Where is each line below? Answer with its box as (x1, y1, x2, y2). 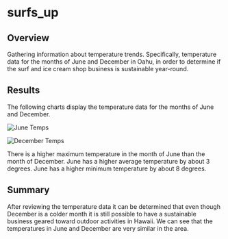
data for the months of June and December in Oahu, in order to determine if (7, 58, 221, 66)
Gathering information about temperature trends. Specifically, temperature (7, 50, 217, 58)
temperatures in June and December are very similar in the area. (7, 224, 190, 232)
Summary (7, 184, 50, 196)
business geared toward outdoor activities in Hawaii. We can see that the (7, 217, 214, 225)
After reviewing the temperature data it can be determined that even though (7, 202, 221, 210)
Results (7, 84, 40, 97)
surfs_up (7, 5, 59, 21)
